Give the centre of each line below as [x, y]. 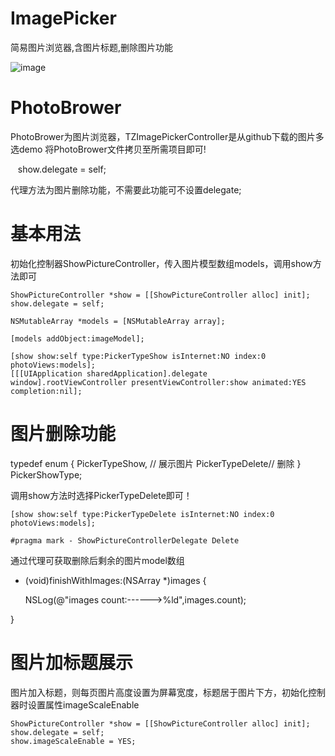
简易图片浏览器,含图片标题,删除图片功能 [92, 47]
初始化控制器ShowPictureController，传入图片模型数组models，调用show [161, 263]
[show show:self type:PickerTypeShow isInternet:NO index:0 [138, 356]
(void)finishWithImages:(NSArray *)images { [115, 580]
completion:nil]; [46, 391]
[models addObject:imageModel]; [77, 338]
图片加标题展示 [72, 662]
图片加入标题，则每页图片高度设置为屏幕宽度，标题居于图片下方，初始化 [159, 692]
